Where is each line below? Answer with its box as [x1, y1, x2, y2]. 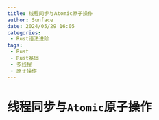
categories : [7, 29, 41, 36]
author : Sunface [7, 16, 53, 23]
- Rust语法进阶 [10, 36, 49, 43]
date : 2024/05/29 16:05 [7, 23, 75, 29]
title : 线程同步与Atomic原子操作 [7, 10, 94, 17]
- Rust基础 [10, 55, 39, 62]
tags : [7, 42, 23, 49]
